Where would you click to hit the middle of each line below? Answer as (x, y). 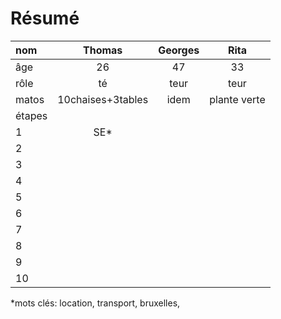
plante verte (237, 99)
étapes (31, 115)
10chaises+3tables (103, 99)
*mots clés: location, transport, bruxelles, (95, 303)
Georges (179, 50)
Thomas (103, 50)
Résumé (45, 18)
